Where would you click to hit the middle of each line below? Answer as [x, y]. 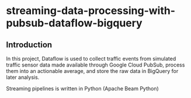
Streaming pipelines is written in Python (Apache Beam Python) [82, 88]
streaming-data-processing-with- [91, 11]
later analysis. [23, 77]
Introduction [29, 45]
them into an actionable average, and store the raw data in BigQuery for [92, 71]
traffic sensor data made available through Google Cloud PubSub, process [95, 65]
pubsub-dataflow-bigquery [74, 23]
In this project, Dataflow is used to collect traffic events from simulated [91, 59]
